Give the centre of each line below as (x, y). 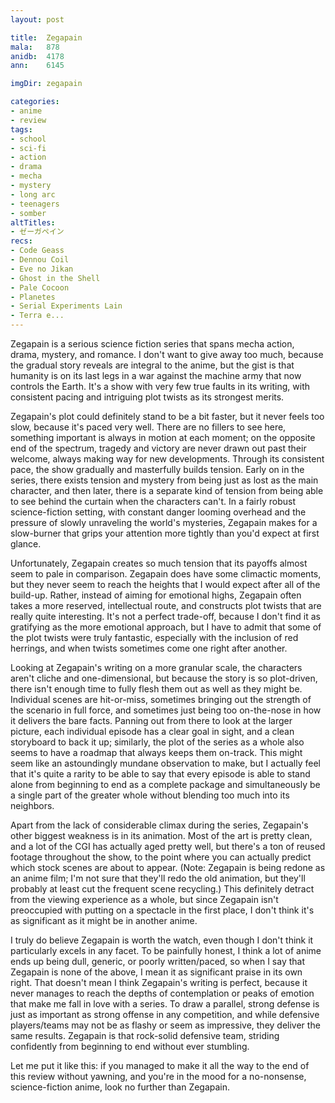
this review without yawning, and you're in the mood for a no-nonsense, (158, 1076)
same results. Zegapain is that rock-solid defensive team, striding (145, 1035)
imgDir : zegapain (46, 84)
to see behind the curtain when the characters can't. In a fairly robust (153, 501)
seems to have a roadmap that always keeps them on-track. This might (156, 752)
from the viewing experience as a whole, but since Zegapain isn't (144, 899)
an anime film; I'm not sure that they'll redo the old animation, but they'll (158, 878)
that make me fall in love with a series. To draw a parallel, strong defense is (165, 1004)
